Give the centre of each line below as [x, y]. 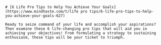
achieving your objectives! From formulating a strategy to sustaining [80, 33]
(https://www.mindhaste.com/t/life [42, 11]
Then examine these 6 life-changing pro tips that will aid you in [76, 29]
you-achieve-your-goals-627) [35, 16]
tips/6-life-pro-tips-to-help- [122, 11]
